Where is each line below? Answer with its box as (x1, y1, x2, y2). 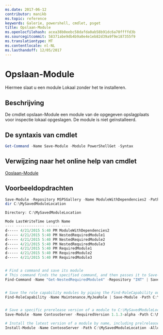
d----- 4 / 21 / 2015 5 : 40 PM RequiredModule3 (5, 255, 92, 260)
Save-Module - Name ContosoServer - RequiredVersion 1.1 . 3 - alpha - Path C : (5, 312, 155, 317)
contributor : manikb (5, 12, 47, 17)
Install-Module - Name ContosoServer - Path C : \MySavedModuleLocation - (5, 326, 151, 331)
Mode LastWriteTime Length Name (5, 219, 70, 224)
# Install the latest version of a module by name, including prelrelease (5, 321, 160, 326)
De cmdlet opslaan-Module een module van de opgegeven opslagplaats (5, 112, 149, 117)
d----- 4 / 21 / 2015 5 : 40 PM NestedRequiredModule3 (5, 241, 105, 247)
